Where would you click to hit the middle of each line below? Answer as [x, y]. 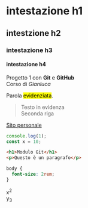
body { [14, 169]
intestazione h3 [29, 50]
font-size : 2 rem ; [33, 175]
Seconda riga [37, 113]
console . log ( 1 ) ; [26, 136]
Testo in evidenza [43, 107]
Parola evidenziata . [30, 95]
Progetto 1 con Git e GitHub [40, 77]
